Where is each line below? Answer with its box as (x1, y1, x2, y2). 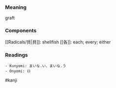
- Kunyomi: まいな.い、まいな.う (5, 63, 67, 68)
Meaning (5, 4, 27, 11)
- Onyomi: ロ (5, 68, 31, 73)
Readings (5, 51, 28, 58)
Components (5, 27, 37, 34)
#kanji (5, 77, 18, 83)
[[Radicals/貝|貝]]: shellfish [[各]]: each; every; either (5, 39, 111, 45)
